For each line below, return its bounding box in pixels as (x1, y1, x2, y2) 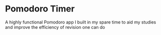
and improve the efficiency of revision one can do (5, 24, 105, 30)
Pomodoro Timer (5, 3, 75, 14)
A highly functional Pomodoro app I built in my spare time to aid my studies (5, 19, 157, 25)
